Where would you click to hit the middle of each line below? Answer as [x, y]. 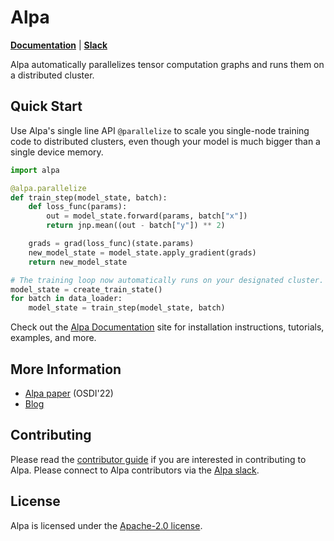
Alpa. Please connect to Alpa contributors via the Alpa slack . [135, 470]
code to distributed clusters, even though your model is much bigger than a [165, 141]
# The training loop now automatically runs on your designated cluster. [167, 280]
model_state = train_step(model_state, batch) [127, 308]
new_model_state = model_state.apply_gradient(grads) [142, 252]
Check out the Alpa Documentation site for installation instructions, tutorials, [167, 327]
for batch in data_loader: [66, 299]
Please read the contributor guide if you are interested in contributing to [158, 459]
